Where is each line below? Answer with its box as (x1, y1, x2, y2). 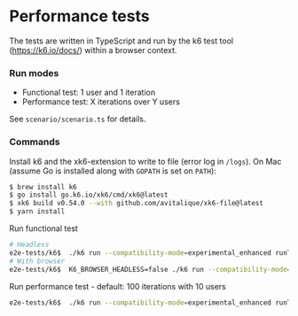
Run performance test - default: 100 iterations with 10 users (9, 281, 226, 291)
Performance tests (9, 6, 150, 27)
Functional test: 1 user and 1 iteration (21, 87, 156, 98)
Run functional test (9, 223, 78, 234)
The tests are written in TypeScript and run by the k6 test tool (9, 35, 233, 46)
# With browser (9, 257, 66, 266)
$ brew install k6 (9, 182, 77, 191)
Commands (9, 135, 60, 148)
